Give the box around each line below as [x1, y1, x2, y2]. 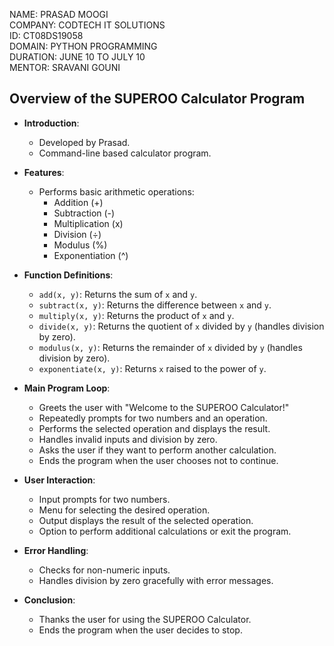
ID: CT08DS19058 [9, 30, 84, 41]
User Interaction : [23, 474, 96, 486]
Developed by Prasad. [38, 136, 131, 148]
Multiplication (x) [53, 217, 124, 229]
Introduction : [23, 117, 80, 129]
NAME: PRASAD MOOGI [9, 9, 109, 20]
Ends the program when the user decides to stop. [38, 624, 243, 636]
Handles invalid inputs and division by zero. [38, 433, 218, 445]
